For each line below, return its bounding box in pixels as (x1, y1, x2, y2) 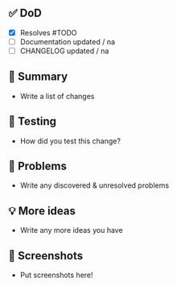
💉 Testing (8, 114, 57, 128)
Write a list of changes (19, 91, 95, 101)
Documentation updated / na (19, 36, 115, 47)
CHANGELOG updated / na (19, 46, 109, 56)
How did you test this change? (19, 136, 121, 146)
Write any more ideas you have (19, 226, 123, 235)
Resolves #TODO (19, 27, 78, 37)
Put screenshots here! (19, 270, 94, 280)
